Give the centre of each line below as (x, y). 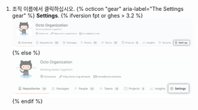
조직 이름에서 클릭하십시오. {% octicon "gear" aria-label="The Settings (98, 9)
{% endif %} (27, 102)
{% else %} (26, 52)
